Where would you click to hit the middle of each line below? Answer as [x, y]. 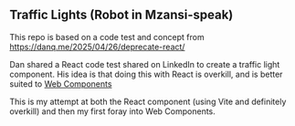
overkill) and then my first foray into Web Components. [113, 111]
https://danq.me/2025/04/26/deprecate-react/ [97, 47]
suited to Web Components [61, 84]
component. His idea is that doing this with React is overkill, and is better [146, 74]
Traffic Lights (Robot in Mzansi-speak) [121, 15]
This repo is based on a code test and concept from [107, 37]
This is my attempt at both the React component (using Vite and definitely [148, 101]
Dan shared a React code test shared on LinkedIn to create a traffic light [145, 64]
